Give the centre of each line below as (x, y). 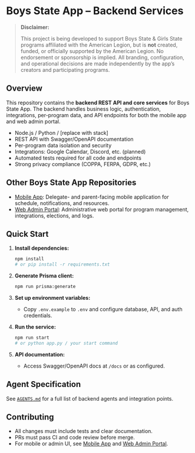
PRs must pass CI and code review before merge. (75, 438)
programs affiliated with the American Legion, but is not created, (99, 45)
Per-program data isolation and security (63, 145)
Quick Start (27, 234)
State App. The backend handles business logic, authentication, (83, 109)
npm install (29, 259)
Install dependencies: (42, 248)
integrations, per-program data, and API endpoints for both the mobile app (96, 115)
